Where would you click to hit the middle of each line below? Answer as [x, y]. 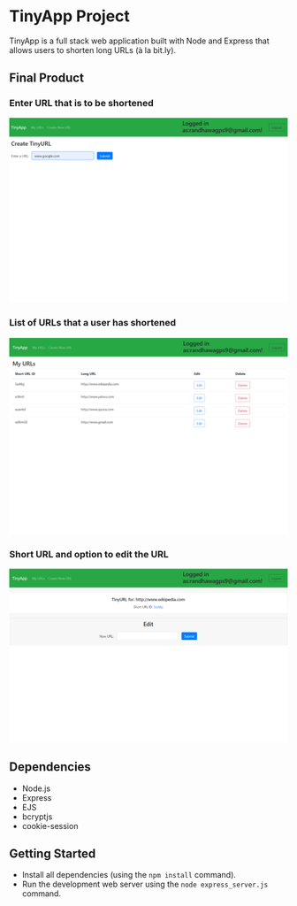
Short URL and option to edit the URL [89, 554]
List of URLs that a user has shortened [93, 323]
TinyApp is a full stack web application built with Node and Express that [139, 41]
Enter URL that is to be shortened [81, 104]
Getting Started [53, 853]
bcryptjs [37, 817]
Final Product [46, 78]
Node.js [36, 788]
